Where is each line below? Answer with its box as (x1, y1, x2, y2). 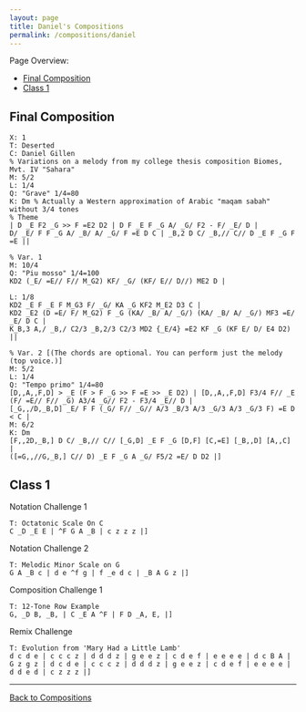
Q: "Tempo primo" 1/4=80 (9, 380, 104, 390)
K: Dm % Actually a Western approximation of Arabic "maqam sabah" (9, 197, 271, 206)
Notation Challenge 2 (9, 543, 89, 553)
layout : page (9, 13, 59, 23)
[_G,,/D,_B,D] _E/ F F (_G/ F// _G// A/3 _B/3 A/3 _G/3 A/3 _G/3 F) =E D (9, 405, 296, 414)
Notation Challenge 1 (9, 501, 87, 511)
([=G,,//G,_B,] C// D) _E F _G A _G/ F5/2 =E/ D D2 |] (9, 452, 222, 461)
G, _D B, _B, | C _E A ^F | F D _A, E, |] (9, 610, 173, 619)
